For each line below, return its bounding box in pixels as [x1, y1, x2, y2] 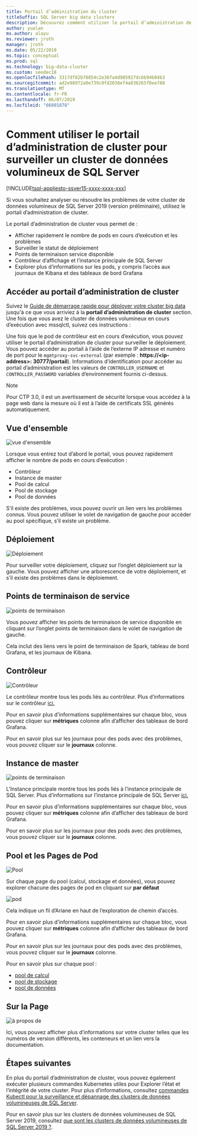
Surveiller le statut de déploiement [14, 244, 99, 251]
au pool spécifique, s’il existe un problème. [6, 517, 111, 524]
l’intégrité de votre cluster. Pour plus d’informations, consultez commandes [6, 1086, 189, 1093]
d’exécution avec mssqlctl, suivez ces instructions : [6, 321, 131, 328]
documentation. [6, 1041, 45, 1048]
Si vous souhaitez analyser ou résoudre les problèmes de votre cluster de [6, 196, 185, 204]
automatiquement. [6, 406, 51, 413]
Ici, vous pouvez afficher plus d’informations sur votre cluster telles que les [6, 1028, 189, 1035]
